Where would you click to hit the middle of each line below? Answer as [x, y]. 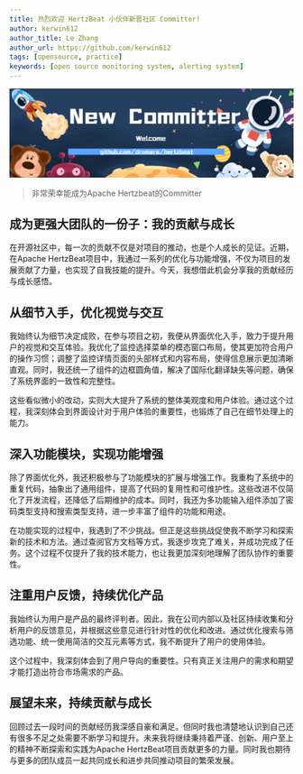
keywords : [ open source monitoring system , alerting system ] [127, 67]
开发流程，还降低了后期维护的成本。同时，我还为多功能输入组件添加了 [155, 500]
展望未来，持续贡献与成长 [80, 703]
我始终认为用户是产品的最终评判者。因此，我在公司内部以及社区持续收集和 [147, 619]
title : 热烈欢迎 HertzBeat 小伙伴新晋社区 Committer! [105, 19]
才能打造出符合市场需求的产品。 [69, 671]
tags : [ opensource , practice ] [66, 57]
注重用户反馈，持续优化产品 [87, 595]
